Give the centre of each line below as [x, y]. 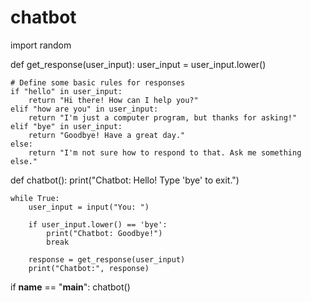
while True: [35, 198]
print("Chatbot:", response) [89, 268]
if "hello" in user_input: [66, 91]
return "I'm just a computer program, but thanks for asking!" [163, 117]
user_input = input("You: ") [89, 207]
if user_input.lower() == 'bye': [98, 224]
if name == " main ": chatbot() [70, 287]
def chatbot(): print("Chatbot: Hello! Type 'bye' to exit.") [125, 180]
